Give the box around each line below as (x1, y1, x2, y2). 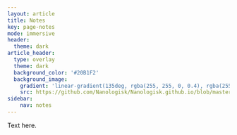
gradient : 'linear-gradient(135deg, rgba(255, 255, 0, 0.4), (20, 82, 203, 89)
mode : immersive (7, 30, 55, 37)
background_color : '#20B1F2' (13, 69, 99, 76)
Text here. (7, 121, 37, 129)
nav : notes (20, 102, 52, 109)
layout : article (7, 10, 55, 18)
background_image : (13, 75, 68, 83)
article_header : (7, 50, 55, 57)
